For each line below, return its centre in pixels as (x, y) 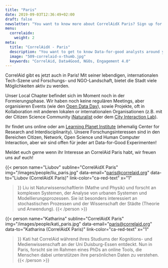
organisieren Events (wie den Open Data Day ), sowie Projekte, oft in (75, 106)
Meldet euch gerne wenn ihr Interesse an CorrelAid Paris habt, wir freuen (80, 152)
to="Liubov (17, 178)
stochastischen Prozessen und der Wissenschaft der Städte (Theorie (88, 204)
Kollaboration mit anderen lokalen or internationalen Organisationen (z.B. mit (84, 112)
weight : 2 (24, 38)
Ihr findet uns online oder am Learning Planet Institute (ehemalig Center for (82, 127)
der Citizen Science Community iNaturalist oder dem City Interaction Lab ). (81, 117)
